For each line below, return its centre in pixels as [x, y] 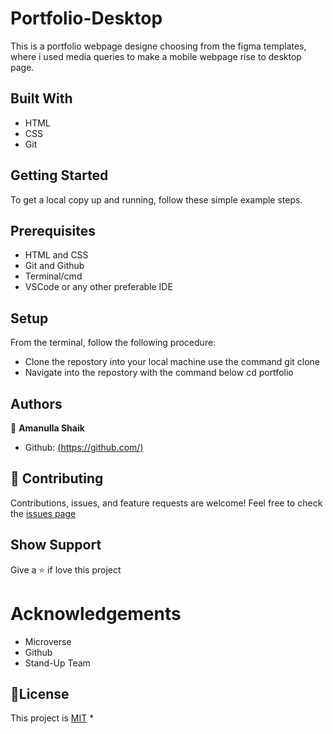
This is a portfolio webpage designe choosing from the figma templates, [158, 46]
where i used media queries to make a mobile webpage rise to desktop [156, 56]
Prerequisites [53, 230]
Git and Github [54, 266]
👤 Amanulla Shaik [47, 428]
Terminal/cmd [53, 276]
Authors [36, 403]
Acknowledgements [96, 613]
